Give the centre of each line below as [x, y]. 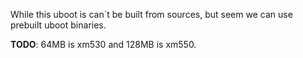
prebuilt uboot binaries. [58, 25]
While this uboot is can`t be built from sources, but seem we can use [151, 14]
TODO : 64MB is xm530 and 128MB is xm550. [103, 44]
